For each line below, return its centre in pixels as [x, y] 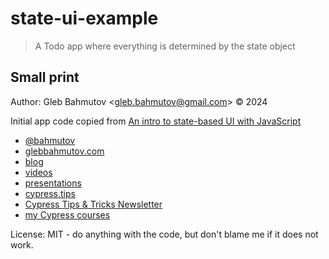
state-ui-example [84, 18]
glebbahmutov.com [64, 151]
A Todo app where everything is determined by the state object [165, 46]
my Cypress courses [67, 214]
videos [38, 172]
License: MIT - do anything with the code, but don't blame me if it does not [164, 234]
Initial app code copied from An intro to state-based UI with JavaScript [156, 121]
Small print [45, 77]
